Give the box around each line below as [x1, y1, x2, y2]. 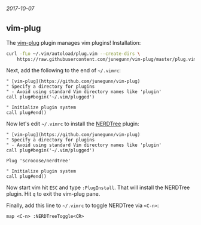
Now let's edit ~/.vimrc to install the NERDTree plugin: [6, 120, 139, 128]
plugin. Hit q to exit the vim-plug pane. [6, 190, 100, 198]
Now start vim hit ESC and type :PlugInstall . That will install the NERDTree [6, 184, 190, 191]
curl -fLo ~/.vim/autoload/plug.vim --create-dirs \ [6, 51, 141, 57]
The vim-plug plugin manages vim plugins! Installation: [6, 39, 141, 46]
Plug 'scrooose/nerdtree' [6, 158, 71, 164]
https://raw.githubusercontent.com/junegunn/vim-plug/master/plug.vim [17, 56, 197, 62]
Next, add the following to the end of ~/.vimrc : [6, 67, 121, 74]
